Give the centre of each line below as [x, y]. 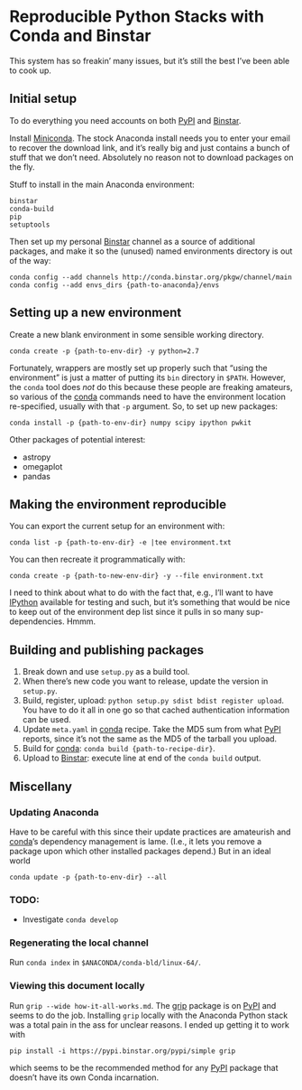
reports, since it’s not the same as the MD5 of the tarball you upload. [150, 739]
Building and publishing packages [107, 650]
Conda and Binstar [80, 36]
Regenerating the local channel [79, 943]
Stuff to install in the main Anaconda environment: [102, 184]
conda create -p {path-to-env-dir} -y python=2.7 [105, 351]
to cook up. [31, 70]
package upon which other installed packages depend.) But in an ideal [140, 851]
